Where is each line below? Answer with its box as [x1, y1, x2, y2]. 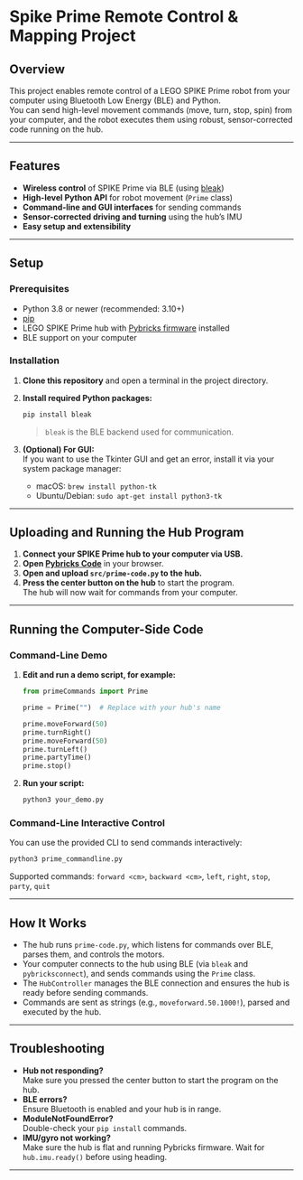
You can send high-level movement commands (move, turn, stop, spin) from [9, 105, 293, 115]
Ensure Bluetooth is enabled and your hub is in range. [22, 1103, 222, 1114]
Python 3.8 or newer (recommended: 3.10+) [22, 303, 185, 314]
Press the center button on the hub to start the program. [22, 577, 234, 588]
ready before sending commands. [22, 988, 149, 998]
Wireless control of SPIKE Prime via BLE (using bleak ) [22, 183, 225, 193]
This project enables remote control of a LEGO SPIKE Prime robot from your [9, 86, 290, 96]
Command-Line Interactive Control [9, 816, 165, 829]
